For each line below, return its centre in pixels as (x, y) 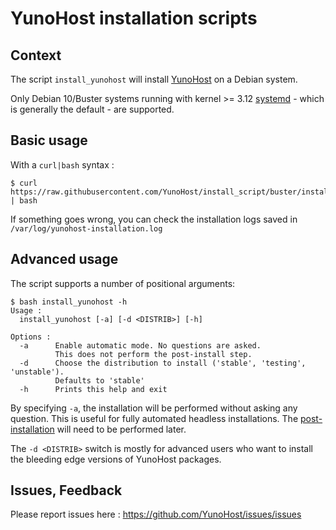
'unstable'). (37, 372)
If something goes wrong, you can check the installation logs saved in (154, 219)
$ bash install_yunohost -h (69, 302)
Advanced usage (64, 259)
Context (36, 55)
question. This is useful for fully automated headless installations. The (154, 418)
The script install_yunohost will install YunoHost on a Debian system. (154, 79)
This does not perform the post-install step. (153, 354)
